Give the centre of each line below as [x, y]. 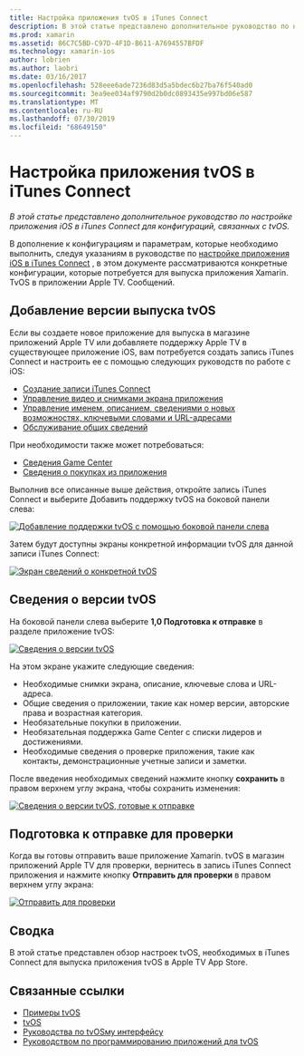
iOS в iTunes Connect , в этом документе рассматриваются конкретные [148, 263]
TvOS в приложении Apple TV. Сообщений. [92, 282]
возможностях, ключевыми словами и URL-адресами [127, 417]
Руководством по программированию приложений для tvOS [141, 1041]
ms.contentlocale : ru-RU [56, 111]
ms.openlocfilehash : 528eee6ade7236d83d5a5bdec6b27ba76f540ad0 [131, 85]
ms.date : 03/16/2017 [48, 77]
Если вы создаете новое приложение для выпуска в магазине [130, 333]
